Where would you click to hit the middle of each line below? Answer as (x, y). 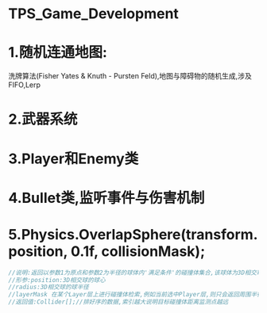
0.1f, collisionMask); (137, 251)
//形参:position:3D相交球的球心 (57, 280)
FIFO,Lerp (25, 85)
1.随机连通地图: (58, 53)
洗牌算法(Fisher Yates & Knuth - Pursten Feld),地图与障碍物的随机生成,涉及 (130, 76)
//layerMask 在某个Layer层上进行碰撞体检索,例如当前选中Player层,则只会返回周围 (130, 295)
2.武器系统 (43, 119)
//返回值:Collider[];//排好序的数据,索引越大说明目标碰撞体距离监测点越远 (118, 302)
